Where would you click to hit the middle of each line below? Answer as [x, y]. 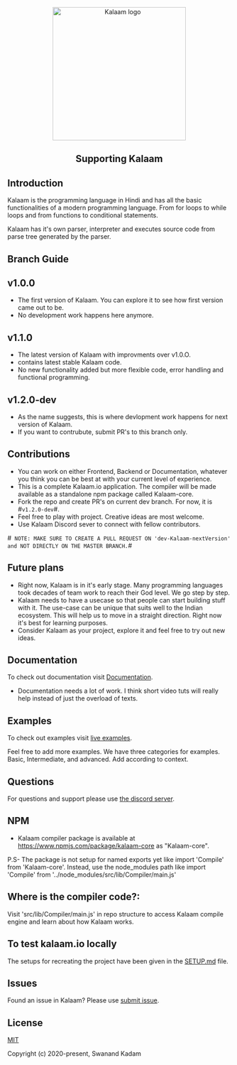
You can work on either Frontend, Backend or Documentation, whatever [122, 471]
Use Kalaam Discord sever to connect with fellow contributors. [109, 524]
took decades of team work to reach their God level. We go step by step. [124, 593]
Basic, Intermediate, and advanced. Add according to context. [98, 759]
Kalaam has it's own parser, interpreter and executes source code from [111, 229]
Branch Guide [38, 259]
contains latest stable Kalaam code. [70, 362]
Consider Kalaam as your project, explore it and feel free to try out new [121, 630]
